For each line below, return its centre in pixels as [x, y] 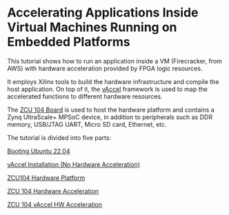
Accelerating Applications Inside [103, 13]
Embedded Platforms [69, 42]
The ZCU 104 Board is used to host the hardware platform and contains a [111, 110]
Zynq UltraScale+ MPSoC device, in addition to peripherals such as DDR [110, 117]
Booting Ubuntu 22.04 [39, 151]
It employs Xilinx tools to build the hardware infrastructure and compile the [113, 81]
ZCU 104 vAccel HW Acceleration [54, 204]
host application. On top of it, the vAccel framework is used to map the [108, 89]
